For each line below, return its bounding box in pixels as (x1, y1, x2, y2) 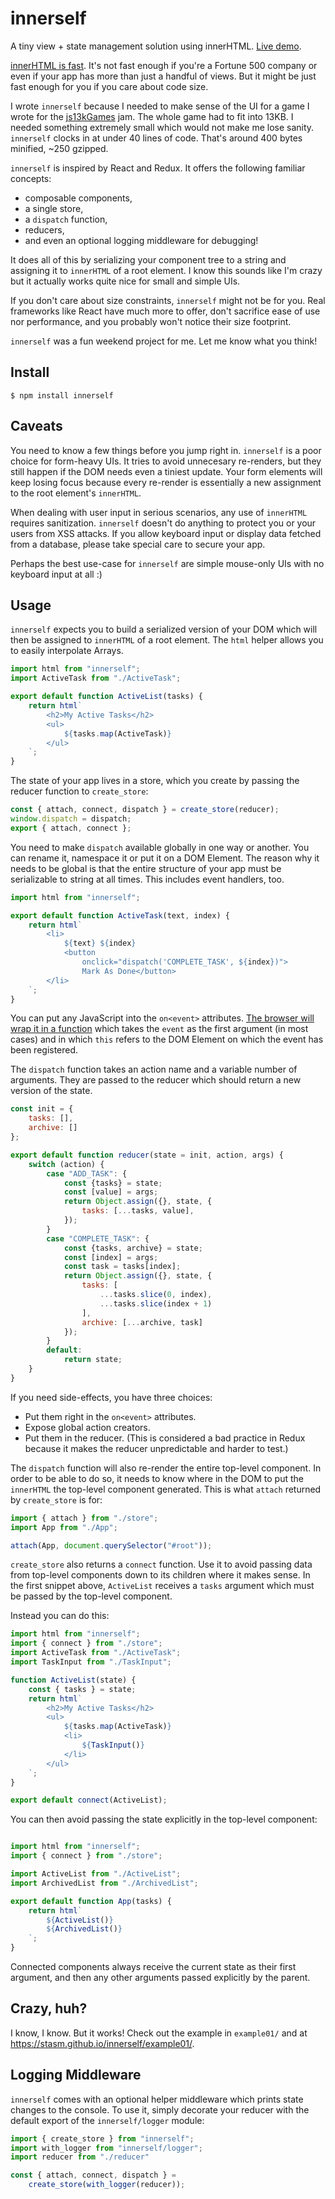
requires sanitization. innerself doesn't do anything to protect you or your (10, 517, 317, 529)
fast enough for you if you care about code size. (10, 80, 209, 92)
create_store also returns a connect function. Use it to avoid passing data (10, 1558, 313, 1571)
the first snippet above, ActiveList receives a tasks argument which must (10, 1580, 315, 1592)
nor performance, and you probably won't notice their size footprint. (10, 315, 292, 327)
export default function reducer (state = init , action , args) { (10, 1150, 284, 1160)
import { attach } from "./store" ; (10, 1513, 159, 1523)
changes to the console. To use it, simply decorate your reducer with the (10, 2103, 310, 2116)
